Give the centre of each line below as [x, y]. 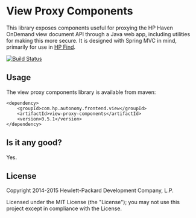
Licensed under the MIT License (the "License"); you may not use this [93, 202]
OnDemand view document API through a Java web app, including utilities [98, 34]
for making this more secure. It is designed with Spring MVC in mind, [91, 40]
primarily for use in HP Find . [41, 47]
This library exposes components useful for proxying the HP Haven [90, 28]
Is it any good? [34, 143]
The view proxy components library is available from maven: [81, 92]
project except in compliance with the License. [64, 208]
